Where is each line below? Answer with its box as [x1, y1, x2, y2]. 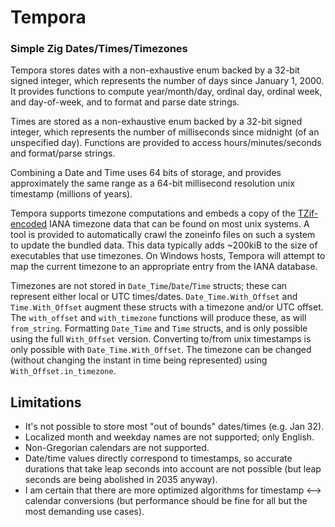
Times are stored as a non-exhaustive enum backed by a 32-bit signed [10, 116, 303, 128]
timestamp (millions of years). [10, 188, 133, 200]
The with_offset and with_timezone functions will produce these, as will [10, 312, 307, 324]
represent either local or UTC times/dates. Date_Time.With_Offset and [10, 291, 298, 303]
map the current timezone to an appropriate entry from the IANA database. [10, 261, 318, 273]
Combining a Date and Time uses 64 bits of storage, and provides [10, 167, 282, 179]
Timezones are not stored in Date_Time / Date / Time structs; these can [10, 280, 288, 292]
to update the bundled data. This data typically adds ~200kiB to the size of [10, 239, 318, 251]
